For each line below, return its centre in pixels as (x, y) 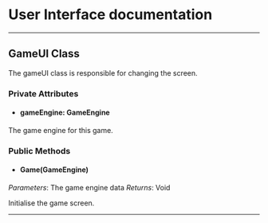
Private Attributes (43, 93)
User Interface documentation (110, 15)
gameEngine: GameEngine (65, 112)
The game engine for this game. (61, 130)
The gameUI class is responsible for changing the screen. (103, 72)
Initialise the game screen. (51, 203)
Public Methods (39, 151)
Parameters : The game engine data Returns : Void (89, 188)
